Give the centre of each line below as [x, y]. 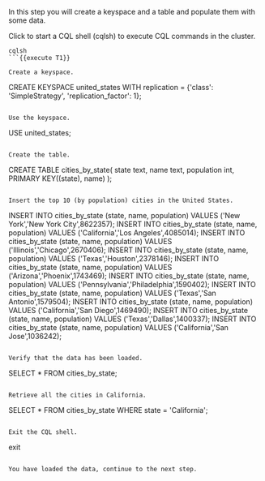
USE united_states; [40, 133]
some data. [27, 20]
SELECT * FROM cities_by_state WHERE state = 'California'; [108, 410]
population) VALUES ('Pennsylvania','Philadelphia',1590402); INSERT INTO [132, 284]
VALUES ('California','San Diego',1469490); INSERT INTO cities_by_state [128, 310]
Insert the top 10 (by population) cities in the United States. [121, 200]
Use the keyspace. [39, 118]
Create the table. [39, 155]
